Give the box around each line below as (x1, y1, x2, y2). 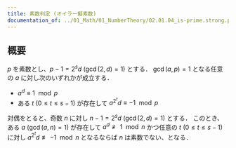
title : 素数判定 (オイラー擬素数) (7, 10, 97, 18)
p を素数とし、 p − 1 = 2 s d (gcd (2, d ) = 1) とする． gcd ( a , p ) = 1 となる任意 (7, 64, 223, 73)
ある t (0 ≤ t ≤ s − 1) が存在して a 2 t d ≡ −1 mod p (17, 96, 159, 107)
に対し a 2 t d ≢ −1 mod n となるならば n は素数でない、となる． (7, 130, 192, 142)
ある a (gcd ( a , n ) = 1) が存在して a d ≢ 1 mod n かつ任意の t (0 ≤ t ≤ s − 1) (7, 121, 223, 131)
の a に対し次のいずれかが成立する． (7, 73, 114, 81)
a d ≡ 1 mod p (17, 87, 58, 97)
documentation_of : (7, 17, 61, 24)
